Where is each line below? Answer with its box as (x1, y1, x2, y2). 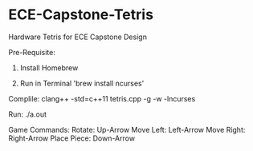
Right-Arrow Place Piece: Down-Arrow (8, 133, 135, 143)
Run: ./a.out (8, 109, 47, 119)
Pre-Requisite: (8, 47, 56, 57)
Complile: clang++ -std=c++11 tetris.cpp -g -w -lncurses (8, 93, 196, 103)
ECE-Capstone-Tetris (8, 6, 154, 24)
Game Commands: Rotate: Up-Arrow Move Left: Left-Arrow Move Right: (8, 125, 246, 134)
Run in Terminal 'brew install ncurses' (19, 78, 145, 88)
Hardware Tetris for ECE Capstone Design (8, 32, 147, 42)
